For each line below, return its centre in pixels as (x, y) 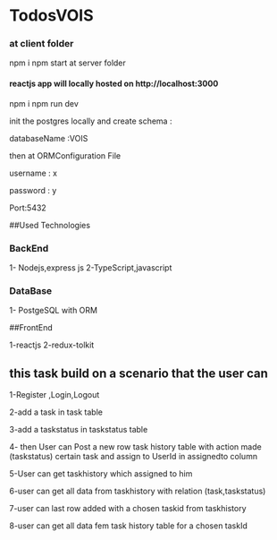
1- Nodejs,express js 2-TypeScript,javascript (91, 267)
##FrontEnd (31, 328)
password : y (33, 190)
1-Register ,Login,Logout (55, 395)
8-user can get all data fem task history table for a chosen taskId (129, 526)
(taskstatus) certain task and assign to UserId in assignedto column (133, 457)
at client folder (42, 44)
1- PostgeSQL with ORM (54, 311)
